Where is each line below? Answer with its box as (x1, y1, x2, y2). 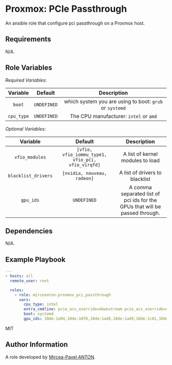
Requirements (5, 35, 51, 44)
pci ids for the (123, 196, 157, 204)
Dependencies (5, 227, 53, 235)
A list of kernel (123, 150, 158, 157)
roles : (10, 288, 24, 293)
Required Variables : (5, 77, 47, 83)
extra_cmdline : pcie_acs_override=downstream (24, 307, 123, 312)
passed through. (120, 209, 160, 216)
